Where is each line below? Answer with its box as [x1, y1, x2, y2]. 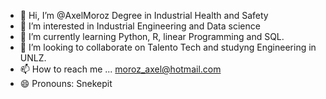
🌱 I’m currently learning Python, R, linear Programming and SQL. [19, 31, 285, 42]
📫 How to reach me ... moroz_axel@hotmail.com [19, 63, 222, 75]
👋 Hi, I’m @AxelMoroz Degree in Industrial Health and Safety [19, 10, 269, 21]
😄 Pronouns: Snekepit [19, 78, 113, 89]
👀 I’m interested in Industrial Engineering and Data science [19, 20, 261, 32]
